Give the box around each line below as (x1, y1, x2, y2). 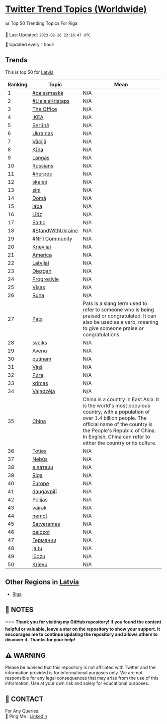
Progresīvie (32, 276, 59, 283)
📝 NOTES (5, 605, 34, 614)
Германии (32, 537, 57, 544)
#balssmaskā (32, 89, 64, 96)
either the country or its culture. (83, 439, 157, 446)
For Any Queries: (5, 708, 40, 714)
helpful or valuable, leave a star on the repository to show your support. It (5, 626, 161, 632)
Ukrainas (32, 130, 53, 137)
